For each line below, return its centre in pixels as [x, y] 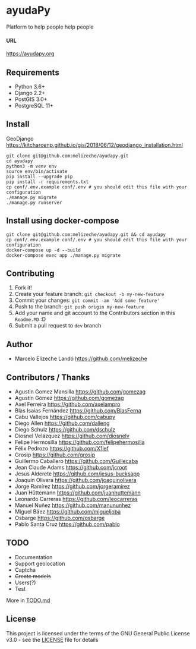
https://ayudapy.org [30, 53]
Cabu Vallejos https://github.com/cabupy [65, 417]
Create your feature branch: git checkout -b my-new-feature [89, 294]
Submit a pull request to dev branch [58, 326]
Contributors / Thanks [48, 377]
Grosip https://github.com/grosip [55, 455]
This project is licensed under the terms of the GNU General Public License [98, 633]
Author [19, 344]
